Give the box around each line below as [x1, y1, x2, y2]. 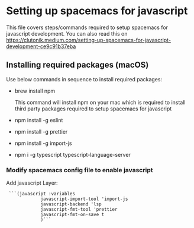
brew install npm [14, 87, 56, 94]
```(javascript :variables [8, 191, 76, 197]
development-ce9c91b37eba [6, 43, 76, 50]
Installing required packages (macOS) [6, 60, 149, 70]
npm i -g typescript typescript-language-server [14, 151, 131, 158]
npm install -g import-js [14, 140, 72, 147]
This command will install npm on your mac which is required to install [14, 99, 186, 106]
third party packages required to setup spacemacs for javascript [14, 105, 172, 112]
